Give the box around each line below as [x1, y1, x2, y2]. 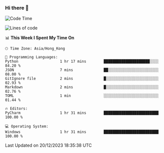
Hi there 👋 [5, 4, 29, 11]
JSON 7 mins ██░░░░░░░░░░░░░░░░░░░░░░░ [5, 68, 159, 73]
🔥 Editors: [5, 106, 28, 111]
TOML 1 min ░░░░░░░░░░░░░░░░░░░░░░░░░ [5, 93, 159, 99]
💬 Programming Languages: [5, 55, 58, 60]
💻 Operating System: [5, 124, 49, 129]
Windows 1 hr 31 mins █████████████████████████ [5, 129, 159, 134]
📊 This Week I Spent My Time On [5, 35, 74, 41]
